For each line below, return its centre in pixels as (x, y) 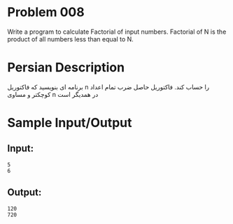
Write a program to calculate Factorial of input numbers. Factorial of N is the (117, 32)
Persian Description (66, 68)
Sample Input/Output (70, 123)
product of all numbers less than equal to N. (71, 39)
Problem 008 (46, 12)
